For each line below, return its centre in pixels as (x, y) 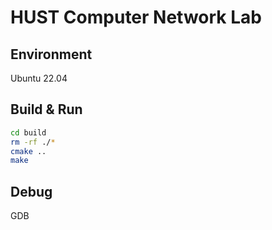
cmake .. (28, 151)
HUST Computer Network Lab (136, 17)
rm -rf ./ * (33, 142)
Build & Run (46, 109)
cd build (28, 132)
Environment (51, 54)
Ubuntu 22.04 (39, 78)
